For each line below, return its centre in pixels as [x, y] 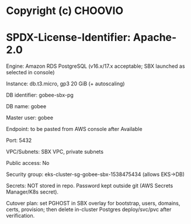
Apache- [155, 38]
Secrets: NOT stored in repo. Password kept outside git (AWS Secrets [90, 186]
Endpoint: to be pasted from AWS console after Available [74, 129]
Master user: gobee [30, 118]
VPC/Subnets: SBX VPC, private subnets [55, 152]
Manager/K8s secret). [32, 192]
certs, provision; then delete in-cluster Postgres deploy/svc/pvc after [89, 209]
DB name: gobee [26, 106]
